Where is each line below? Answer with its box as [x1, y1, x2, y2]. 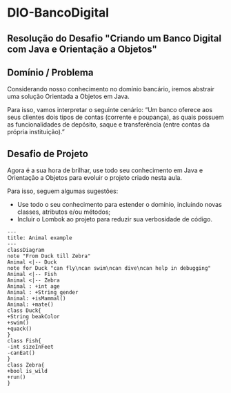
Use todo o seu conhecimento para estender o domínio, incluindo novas [17, 201, 222, 209]
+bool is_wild [7, 368, 48, 375]
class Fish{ [7, 338, 41, 345]
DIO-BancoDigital [7, 5, 109, 21]
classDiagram [7, 247, 45, 254]
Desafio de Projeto [7, 147, 88, 160]
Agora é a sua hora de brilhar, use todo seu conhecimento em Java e [7, 166, 203, 174]
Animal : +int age [7, 283, 60, 290]
